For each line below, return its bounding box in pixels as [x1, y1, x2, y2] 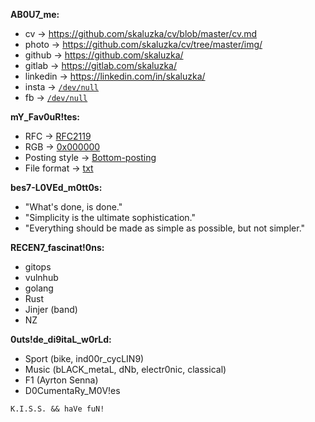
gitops [24, 261, 52, 273]
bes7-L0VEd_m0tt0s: [10, 182, 103, 193]
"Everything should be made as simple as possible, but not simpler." [24, 222, 306, 234]
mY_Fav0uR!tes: [10, 111, 80, 123]
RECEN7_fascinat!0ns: [10, 242, 105, 253]
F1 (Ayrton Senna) [24, 374, 99, 386]
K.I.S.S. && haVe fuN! [10, 404, 105, 414]
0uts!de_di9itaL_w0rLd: [10, 334, 112, 345]
